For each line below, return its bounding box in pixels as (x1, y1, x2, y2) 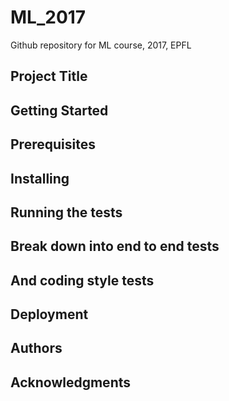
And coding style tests (10, 272, 155, 289)
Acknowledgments (10, 374, 132, 391)
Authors (10, 340, 63, 357)
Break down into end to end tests (10, 238, 220, 255)
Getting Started (10, 102, 109, 119)
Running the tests (10, 204, 123, 221)
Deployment (10, 306, 89, 323)
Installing (10, 170, 70, 187)
